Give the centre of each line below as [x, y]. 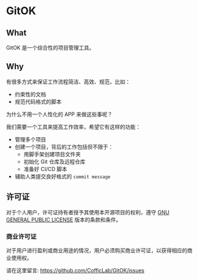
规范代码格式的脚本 [38, 101]
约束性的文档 [30, 94]
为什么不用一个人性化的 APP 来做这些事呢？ [59, 114]
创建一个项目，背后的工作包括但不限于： [64, 147]
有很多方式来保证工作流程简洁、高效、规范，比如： [68, 82]
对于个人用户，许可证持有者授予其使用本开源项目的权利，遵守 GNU [88, 212]
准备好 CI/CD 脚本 [45, 169]
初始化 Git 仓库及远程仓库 [54, 162]
